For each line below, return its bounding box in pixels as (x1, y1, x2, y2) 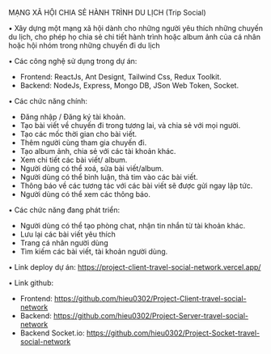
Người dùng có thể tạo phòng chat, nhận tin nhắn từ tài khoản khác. (19, 221, 246, 230)
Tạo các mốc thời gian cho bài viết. (19, 130, 138, 139)
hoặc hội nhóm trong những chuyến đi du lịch (8, 41, 160, 50)
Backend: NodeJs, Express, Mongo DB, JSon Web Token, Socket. (19, 81, 239, 90)
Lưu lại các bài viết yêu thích (19, 229, 116, 239)
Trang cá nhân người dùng (19, 238, 108, 247)
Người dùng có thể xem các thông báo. (19, 190, 151, 198)
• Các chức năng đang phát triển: (8, 205, 120, 215)
